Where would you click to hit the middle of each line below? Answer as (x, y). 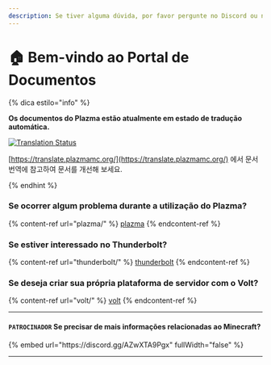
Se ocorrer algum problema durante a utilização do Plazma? (128, 206)
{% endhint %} (33, 185)
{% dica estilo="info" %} (49, 103)
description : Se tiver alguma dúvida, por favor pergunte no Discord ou (133, 16)
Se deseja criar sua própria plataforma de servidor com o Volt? (133, 283)
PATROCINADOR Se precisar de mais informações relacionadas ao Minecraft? (135, 327)
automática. (29, 127)
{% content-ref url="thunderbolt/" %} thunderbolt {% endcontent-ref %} (129, 262)
